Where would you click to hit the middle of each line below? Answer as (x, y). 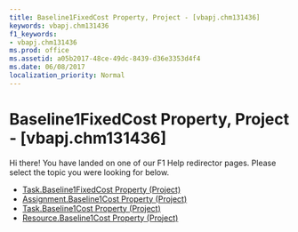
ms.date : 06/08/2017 (48, 68)
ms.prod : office (39, 51)
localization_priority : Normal (67, 76)
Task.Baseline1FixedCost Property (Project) (101, 189)
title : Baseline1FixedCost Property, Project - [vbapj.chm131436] (135, 17)
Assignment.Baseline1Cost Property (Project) (105, 199)
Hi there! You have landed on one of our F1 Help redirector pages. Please (143, 163)
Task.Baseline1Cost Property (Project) (92, 208)
